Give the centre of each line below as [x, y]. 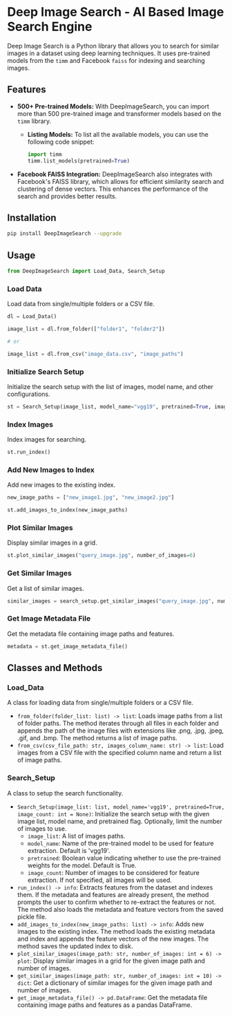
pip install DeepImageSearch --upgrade [65, 234]
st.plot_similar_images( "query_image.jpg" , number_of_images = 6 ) [101, 556]
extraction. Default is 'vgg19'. [69, 850]
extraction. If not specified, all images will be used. [100, 880]
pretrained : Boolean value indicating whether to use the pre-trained [124, 858]
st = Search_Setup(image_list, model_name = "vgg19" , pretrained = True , [109, 406]
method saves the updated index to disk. [75, 946]
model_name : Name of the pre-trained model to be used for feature [120, 843]
